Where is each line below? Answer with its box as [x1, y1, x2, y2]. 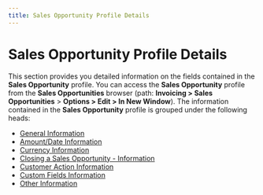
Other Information [19, 178, 78, 188]
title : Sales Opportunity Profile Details [8, 11, 150, 20]
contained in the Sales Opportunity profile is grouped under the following [8, 105, 248, 114]
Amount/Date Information [19, 137, 102, 146]
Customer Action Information [19, 162, 114, 171]
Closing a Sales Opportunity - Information [19, 153, 155, 163]
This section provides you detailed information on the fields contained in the [8, 72, 255, 81]
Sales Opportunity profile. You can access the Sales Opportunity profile [8, 79, 246, 89]
